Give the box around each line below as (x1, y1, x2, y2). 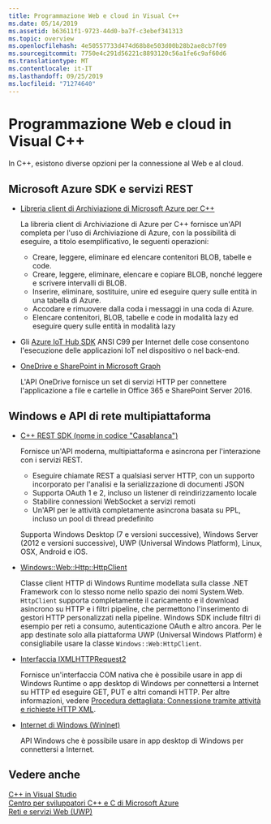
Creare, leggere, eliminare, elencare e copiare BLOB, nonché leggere (32, 269, 263, 280)
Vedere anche (8, 768, 81, 782)
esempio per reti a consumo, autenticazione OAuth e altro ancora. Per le (19, 621, 262, 631)
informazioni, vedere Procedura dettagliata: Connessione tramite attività (19, 696, 261, 706)
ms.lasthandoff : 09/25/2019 (8, 72, 104, 80)
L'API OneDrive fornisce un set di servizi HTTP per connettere (19, 377, 227, 387)
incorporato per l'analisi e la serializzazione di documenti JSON (32, 479, 245, 489)
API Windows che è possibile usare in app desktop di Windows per (19, 736, 244, 746)
